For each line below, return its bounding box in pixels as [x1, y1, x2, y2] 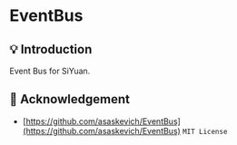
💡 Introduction [9, 42, 93, 57]
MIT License [183, 127, 228, 136]
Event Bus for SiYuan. [9, 65, 91, 76]
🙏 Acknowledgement [9, 92, 130, 107]
